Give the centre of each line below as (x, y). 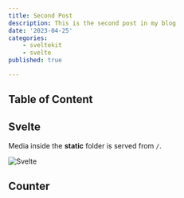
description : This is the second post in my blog (92, 23)
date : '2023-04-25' (41, 30)
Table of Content (51, 99)
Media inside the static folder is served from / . (85, 146)
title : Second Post (41, 16)
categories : (28, 38)
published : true (35, 61)
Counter (29, 186)
